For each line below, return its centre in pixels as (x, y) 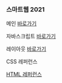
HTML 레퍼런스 (24, 74)
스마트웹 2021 (25, 9)
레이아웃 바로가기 (26, 49)
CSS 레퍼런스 (22, 62)
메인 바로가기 (21, 24)
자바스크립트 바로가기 (31, 36)
